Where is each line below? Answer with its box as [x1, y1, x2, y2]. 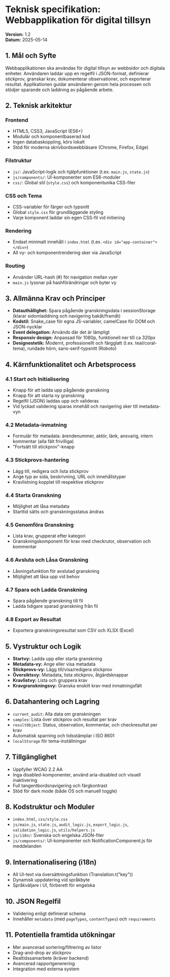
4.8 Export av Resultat [5, 616, 61, 623]
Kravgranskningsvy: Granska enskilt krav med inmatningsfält [12, 683, 142, 689]
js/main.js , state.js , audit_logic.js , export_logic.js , [12, 821, 129, 828]
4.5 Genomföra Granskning [5, 521, 74, 528]
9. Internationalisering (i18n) [5, 858, 97, 867]
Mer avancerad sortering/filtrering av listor [12, 944, 102, 950]
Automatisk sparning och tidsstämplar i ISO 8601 [12, 732, 115, 739]
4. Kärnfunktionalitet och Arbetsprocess [5, 360, 136, 369]
